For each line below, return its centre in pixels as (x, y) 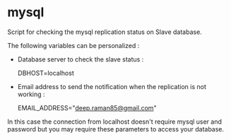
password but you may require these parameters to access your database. (116, 129)
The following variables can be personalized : (73, 45)
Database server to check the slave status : (81, 59)
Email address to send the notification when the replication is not (112, 86)
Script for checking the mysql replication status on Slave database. (105, 32)
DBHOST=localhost (46, 73)
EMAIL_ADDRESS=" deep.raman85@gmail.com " (87, 107)
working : (31, 94)
